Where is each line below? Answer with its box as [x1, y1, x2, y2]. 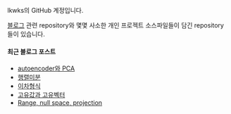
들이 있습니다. [7, 30, 46, 38]
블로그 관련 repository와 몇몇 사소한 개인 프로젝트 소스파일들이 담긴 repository [7, 21, 224, 30]
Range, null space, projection [17, 99, 103, 107]
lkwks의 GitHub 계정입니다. [7, 6, 84, 14]
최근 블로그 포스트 [7, 47, 56, 56]
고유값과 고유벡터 [17, 91, 65, 99]
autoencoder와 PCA [17, 64, 75, 72]
